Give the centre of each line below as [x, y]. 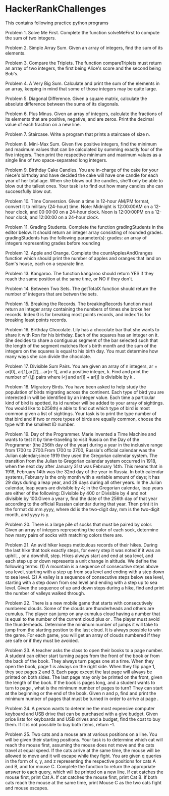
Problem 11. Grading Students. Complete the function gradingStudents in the [84, 227]
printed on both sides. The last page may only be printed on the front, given [84, 677]
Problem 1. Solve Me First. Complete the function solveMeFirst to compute [82, 32]
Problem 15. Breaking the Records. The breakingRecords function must [79, 304]
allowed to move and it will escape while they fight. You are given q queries [83, 756]
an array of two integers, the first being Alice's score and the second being [83, 68]
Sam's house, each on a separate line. [45, 264]
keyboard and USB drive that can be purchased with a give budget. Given [81, 714]
